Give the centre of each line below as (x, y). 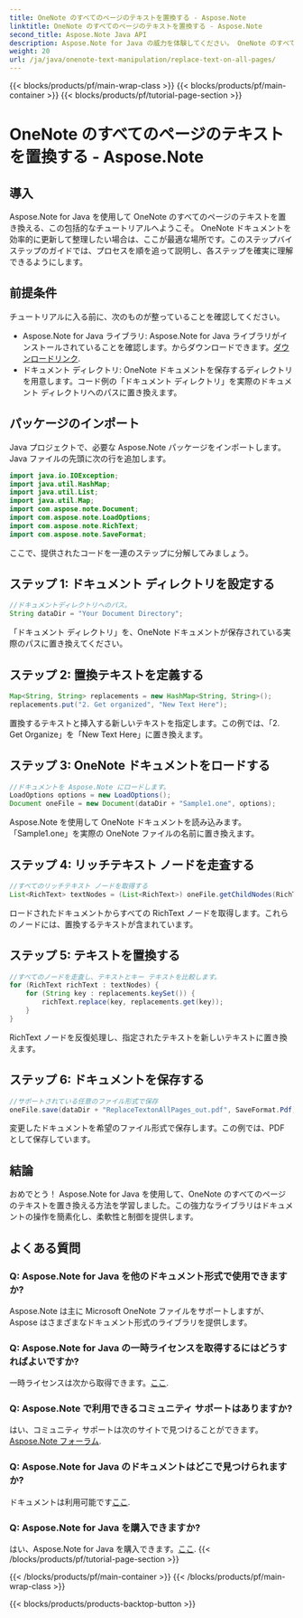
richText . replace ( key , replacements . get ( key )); (133, 1002)
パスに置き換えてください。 (76, 644)
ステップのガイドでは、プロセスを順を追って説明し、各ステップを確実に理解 (151, 251)
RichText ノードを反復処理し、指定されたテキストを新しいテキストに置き (145, 1037)
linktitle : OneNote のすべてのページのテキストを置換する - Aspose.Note (136, 26)
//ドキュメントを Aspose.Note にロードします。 (90, 787)
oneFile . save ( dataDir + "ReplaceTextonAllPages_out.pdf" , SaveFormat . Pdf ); (155, 1110)
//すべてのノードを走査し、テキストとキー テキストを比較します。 (115, 977)
